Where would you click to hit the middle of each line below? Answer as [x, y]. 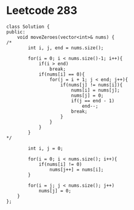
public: [16, 32]
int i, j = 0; [46, 148]
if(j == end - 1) [93, 100]
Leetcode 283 [42, 11]
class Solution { [28, 27]
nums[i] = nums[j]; [95, 90]
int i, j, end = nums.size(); [66, 48]
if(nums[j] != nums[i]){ [91, 85]
